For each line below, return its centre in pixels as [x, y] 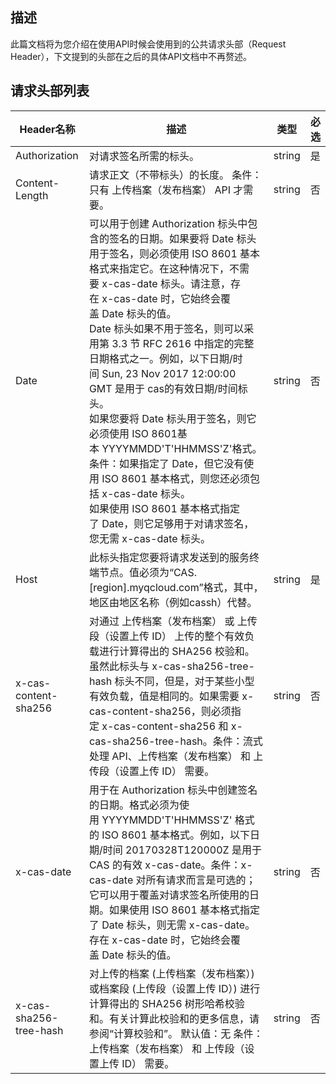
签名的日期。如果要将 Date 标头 [182, 238]
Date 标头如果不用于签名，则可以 [166, 328]
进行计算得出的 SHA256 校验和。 [176, 651]
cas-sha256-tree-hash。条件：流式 [175, 741]
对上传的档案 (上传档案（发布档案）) [171, 973]
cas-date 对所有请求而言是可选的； [172, 880]
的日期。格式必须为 [134, 805]
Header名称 [47, 129]
